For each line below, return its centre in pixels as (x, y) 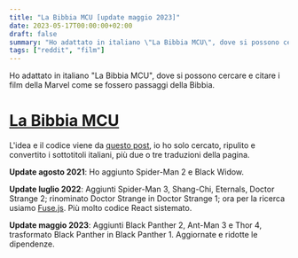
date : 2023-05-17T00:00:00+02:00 (71, 26)
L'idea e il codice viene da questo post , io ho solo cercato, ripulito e (132, 145)
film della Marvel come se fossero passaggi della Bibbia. (112, 85)
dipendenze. (32, 244)
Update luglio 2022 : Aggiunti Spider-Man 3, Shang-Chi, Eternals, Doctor (142, 189)
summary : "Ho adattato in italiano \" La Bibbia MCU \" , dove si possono (144, 42)
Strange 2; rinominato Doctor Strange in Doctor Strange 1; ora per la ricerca (147, 199)
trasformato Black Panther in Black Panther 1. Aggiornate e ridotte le (133, 235)
